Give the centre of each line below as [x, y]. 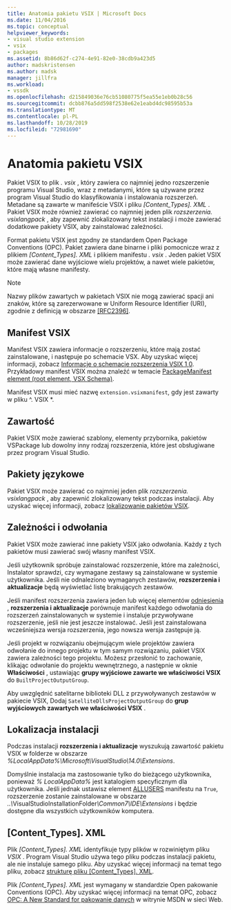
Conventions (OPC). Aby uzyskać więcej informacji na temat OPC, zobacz [112, 892]
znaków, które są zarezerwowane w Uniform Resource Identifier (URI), [107, 304]
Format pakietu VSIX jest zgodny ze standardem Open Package [98, 240]
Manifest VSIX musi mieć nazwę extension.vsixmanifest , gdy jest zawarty [113, 392]
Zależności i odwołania [58, 527]
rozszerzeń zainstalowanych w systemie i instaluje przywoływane [100, 615]
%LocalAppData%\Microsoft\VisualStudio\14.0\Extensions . [91, 761]
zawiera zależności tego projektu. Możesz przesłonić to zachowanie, [105, 658]
